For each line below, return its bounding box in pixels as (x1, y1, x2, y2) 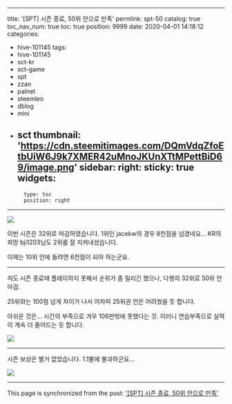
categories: (7, 30, 39, 38)
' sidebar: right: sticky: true (74, 162, 195, 174)
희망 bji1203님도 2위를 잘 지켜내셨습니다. (7, 238, 118, 246)
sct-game (17, 65, 45, 73)
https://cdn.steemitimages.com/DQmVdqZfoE (20, 140, 224, 152)
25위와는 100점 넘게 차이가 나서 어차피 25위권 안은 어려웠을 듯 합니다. (7, 297, 195, 305)
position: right (23, 196, 70, 204)
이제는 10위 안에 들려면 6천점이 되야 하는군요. (7, 252, 130, 261)
